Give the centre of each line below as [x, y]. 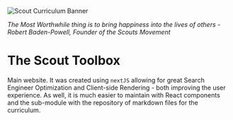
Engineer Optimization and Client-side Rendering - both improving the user [117, 88]
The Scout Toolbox [64, 61]
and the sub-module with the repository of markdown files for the [103, 102]
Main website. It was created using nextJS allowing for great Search [106, 80]
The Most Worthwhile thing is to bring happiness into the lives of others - [114, 24]
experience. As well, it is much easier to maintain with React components [114, 95]
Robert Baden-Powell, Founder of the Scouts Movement [89, 32]
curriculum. [24, 110]
